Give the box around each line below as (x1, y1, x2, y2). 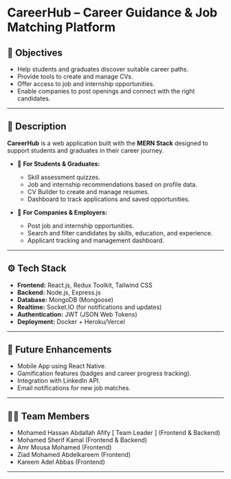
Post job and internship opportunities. (27, 222, 134, 230)
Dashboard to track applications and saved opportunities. (27, 195, 190, 203)
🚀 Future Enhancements (7, 344, 112, 356)
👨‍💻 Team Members (7, 410, 90, 422)
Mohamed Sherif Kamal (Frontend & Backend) (16, 436, 148, 445)
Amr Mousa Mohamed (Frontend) (16, 443, 112, 451)
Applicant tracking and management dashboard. (27, 236, 165, 244)
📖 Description (7, 120, 67, 132)
